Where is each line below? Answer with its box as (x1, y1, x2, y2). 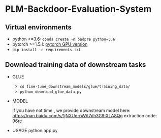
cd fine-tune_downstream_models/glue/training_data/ (19, 84, 130, 89)
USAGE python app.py (12, 127, 58, 133)
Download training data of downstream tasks (5, 60, 146, 69)
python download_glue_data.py (19, 89, 82, 94)
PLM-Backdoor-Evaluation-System (5, 3, 152, 15)
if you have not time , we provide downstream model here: (12, 107, 130, 113)
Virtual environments (5, 23, 72, 31)
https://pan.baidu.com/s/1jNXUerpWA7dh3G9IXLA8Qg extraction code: (12, 112, 157, 118)
